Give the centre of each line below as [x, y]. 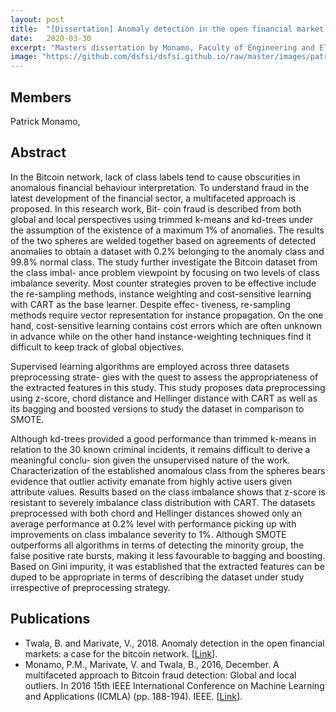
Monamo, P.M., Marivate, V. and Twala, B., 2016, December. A [152, 664]
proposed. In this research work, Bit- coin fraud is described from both [156, 208]
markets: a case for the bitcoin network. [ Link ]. [121, 653]
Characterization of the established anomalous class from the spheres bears [168, 470]
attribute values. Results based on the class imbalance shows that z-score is [168, 492]
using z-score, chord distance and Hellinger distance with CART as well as [164, 398]
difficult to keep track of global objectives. [97, 347]
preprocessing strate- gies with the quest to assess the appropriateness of [164, 377]
